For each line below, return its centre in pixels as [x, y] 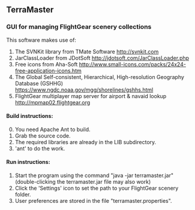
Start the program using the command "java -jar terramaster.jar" [94, 175]
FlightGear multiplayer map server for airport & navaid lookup [91, 96]
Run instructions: [28, 162]
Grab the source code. [43, 136]
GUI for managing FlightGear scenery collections [79, 27]
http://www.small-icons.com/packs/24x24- [132, 64]
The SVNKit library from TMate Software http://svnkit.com [87, 51]
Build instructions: [30, 116]
